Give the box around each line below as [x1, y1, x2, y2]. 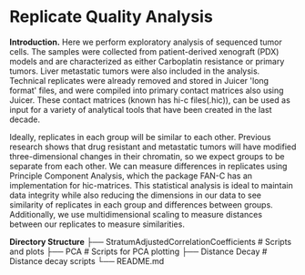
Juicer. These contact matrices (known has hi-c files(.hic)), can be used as [9, 94, 291, 106]
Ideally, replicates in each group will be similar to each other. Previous [9, 131, 271, 142]
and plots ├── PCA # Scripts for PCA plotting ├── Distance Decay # [9, 246, 268, 257]
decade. [9, 114, 41, 125]
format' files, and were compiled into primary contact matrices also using [9, 85, 284, 96]
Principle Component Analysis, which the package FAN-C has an [9, 170, 253, 181]
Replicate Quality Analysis [9, 6, 214, 27]
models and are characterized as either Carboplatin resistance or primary [9, 56, 285, 66]
